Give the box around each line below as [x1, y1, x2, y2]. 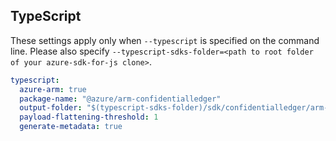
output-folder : [19, 103, 83, 113]
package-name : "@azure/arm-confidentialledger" [19, 94, 222, 104]
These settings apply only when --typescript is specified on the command [10, 34, 320, 46]
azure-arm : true [19, 84, 87, 94]
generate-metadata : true [19, 122, 123, 132]
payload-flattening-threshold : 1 [19, 112, 159, 123]
